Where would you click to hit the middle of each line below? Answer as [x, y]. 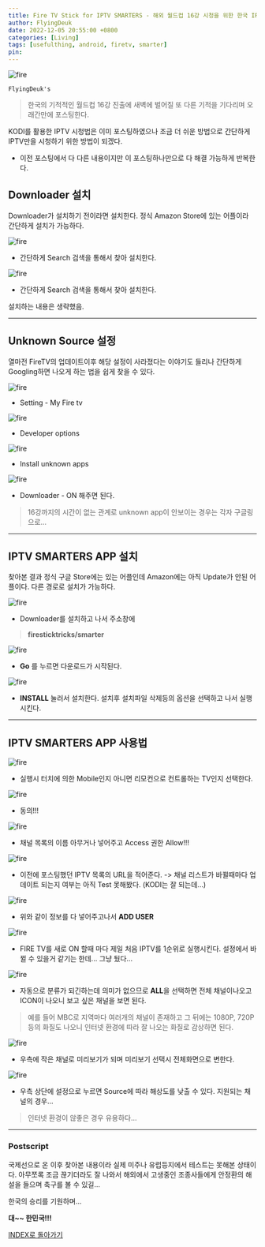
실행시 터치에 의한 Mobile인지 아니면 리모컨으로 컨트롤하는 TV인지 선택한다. [136, 779]
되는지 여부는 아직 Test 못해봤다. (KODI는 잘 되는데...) [123, 885]
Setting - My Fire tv [51, 403]
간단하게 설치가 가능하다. [46, 225]
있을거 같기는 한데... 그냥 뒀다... [84, 959]
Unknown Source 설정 [62, 341]
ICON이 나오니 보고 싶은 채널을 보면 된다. [83, 1001]
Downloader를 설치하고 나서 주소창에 [77, 619]
